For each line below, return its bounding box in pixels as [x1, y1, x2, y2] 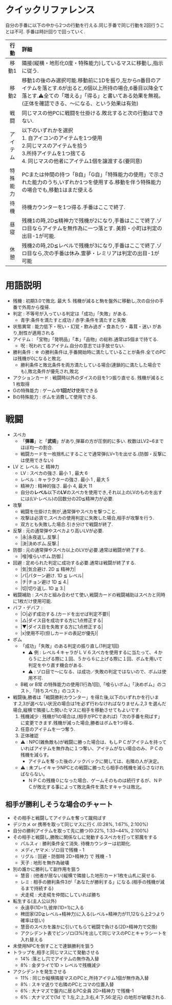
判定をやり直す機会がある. [28, 662, 83, 668]
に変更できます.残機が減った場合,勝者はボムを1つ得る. [20, 720, 134, 726]
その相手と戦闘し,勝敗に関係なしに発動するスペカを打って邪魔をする [12, 834, 158, 840]
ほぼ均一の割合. [20, 444, 54, 450]
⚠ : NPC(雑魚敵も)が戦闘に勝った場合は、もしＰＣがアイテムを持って [20, 739, 167, 745]
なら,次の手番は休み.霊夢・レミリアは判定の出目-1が [32, 249, 160, 257]
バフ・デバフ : [12, 604, 42, 611]
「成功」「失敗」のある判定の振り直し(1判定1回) [20, 643, 120, 649]
